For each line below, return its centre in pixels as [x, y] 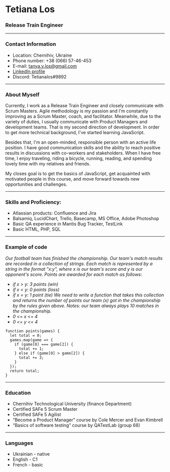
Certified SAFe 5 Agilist [37, 414]
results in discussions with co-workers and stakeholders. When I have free [83, 153]
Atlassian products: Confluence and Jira [54, 213]
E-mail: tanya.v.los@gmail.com [45, 66]
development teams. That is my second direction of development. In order [82, 127]
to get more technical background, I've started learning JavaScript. [75, 133]
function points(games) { [32, 331]
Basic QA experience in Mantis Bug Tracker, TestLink [68, 224]
